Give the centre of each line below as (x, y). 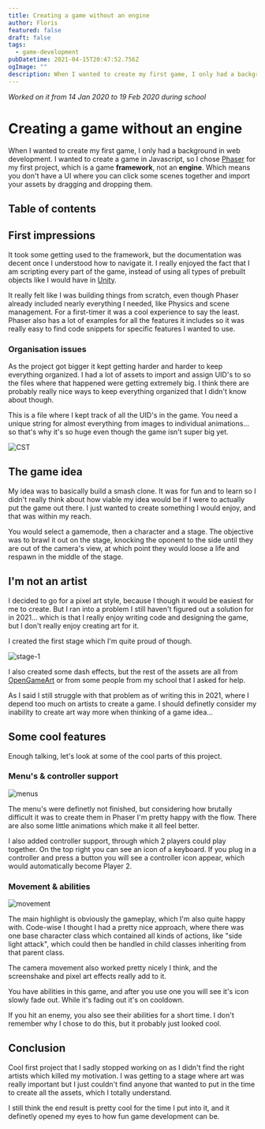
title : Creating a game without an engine (79, 15)
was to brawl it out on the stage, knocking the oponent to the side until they (131, 540)
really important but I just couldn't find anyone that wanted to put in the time (132, 1084)
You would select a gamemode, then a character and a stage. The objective (131, 531)
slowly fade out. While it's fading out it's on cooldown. (96, 1000)
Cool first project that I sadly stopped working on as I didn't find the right (126, 1067)
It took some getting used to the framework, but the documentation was (125, 254)
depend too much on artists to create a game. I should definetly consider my (132, 703)
